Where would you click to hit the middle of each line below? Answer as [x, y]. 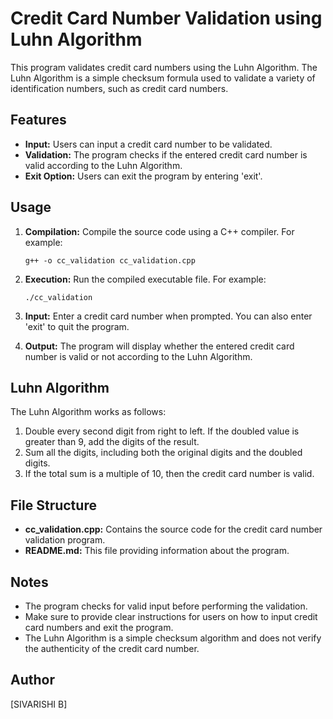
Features [38, 120]
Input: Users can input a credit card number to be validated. [148, 144]
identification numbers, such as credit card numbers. [119, 88]
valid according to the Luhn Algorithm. [103, 165]
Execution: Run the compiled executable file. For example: [145, 279]
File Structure [53, 505]
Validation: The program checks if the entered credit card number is [166, 154]
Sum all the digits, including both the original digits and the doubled [163, 453]
